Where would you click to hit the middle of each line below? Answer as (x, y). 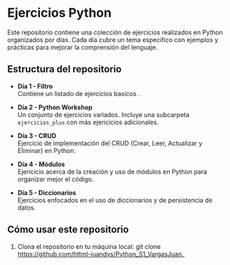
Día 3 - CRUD (37, 135)
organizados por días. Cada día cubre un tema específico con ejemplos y (113, 39)
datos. (27, 208)
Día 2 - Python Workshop (55, 107)
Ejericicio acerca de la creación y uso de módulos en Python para (112, 171)
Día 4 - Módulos (41, 164)
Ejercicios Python (60, 13)
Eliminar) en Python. (47, 150)
